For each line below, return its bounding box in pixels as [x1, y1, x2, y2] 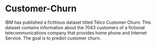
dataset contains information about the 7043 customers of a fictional [5, 24, 145, 30]
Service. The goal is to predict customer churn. [5, 35, 101, 41]
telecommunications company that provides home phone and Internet [5, 30, 147, 36]
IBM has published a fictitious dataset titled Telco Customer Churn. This [5, 19, 152, 25]
